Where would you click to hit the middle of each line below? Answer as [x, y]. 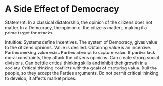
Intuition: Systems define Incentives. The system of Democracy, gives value [81, 42]
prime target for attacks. [29, 33]
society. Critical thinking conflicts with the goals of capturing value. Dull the [81, 68]
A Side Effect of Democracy [62, 9]
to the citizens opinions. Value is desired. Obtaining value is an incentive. [78, 47]
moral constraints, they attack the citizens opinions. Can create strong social [82, 57]
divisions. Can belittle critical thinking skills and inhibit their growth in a [76, 63]
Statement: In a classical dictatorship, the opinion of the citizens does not [79, 22]
